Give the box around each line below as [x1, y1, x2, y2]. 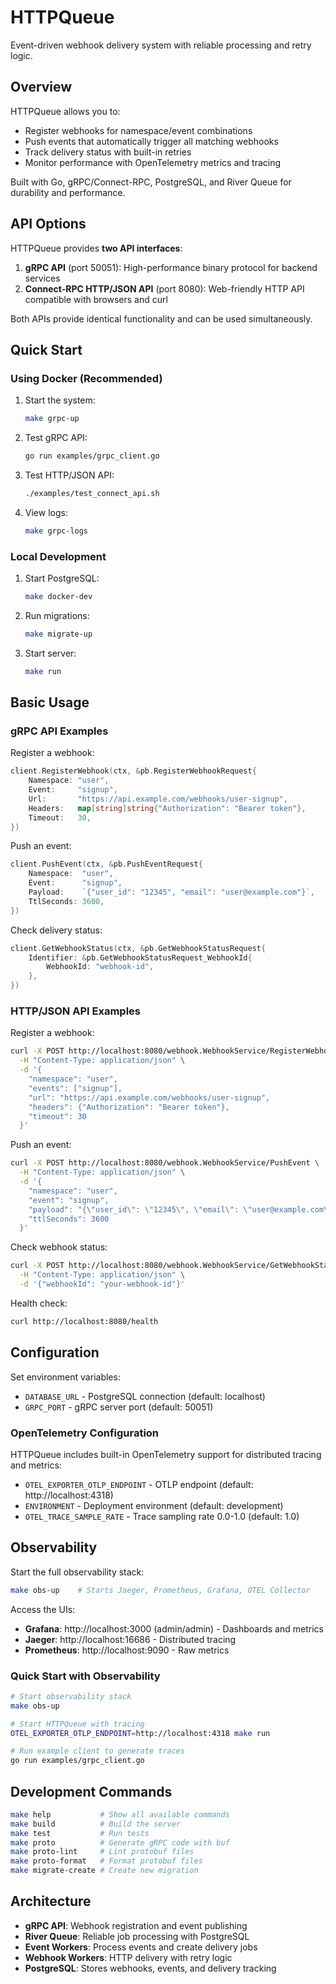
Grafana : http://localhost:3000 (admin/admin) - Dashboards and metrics [24, 1622, 324, 1635]
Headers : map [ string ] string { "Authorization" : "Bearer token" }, [28, 803, 307, 813]
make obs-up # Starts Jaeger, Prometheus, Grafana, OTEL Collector [10, 1585, 311, 1595]
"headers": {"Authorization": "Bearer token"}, [28, 1102, 230, 1112]
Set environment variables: [10, 1371, 121, 1383]
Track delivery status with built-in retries [24, 146, 192, 158]
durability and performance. [10, 186, 126, 198]
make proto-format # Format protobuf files [10, 1856, 203, 1866]
